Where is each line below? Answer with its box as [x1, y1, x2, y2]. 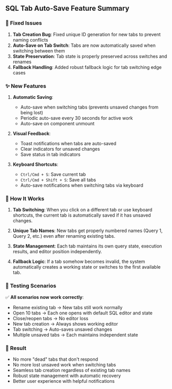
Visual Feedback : [12, 130, 51, 136]
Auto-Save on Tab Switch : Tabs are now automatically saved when [12, 42, 156, 48]
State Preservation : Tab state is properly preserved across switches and [12, 53, 167, 59]
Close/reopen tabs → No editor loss [12, 315, 89, 321]
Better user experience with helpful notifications [12, 378, 115, 384]
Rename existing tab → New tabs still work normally [12, 304, 123, 310]
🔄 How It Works [5, 195, 45, 202]
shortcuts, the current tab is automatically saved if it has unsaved [12, 212, 151, 218]
